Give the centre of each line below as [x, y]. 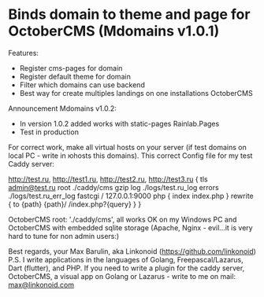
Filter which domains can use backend [82, 85]
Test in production [49, 132]
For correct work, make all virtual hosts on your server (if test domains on [127, 147]
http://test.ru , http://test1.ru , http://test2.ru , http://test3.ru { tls [108, 179]
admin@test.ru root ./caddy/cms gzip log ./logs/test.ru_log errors [113, 187]
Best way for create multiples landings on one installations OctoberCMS [136, 93]
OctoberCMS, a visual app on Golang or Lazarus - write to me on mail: [122, 276]
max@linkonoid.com [41, 284]
